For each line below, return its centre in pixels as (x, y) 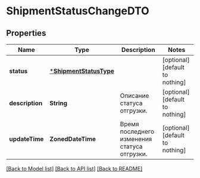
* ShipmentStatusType (82, 71)
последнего (137, 131)
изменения (136, 139)
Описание (135, 96)
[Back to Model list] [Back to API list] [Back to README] (74, 169)
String (58, 103)
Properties (26, 33)
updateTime (26, 139)
